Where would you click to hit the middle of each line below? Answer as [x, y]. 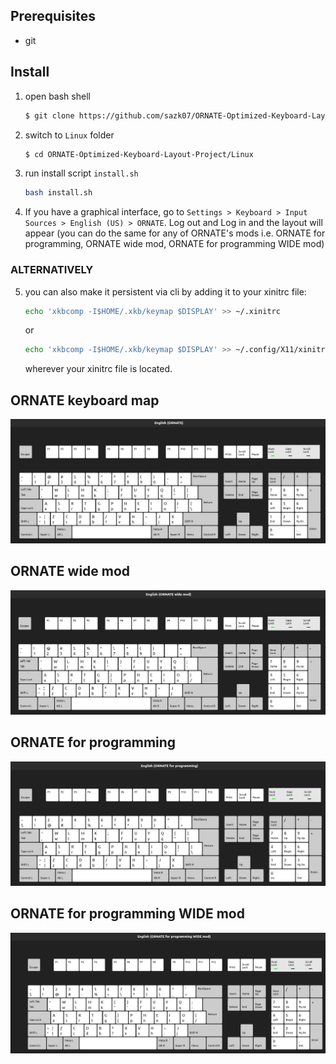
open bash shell [57, 96]
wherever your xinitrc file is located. [98, 369]
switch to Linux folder [69, 135]
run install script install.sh [81, 173]
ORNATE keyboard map [85, 400]
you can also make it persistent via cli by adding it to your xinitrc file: [165, 291]
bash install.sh [58, 193]
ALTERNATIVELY [52, 270]
